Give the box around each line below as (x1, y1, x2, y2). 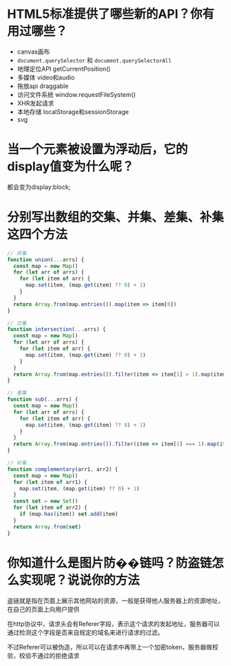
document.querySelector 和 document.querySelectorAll (16, 56, 172, 64)
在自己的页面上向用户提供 (7, 605, 80, 613)
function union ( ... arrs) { (7, 256, 85, 263)
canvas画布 (16, 47, 50, 56)
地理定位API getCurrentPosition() (16, 65, 111, 73)
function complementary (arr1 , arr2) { (7, 465, 118, 473)
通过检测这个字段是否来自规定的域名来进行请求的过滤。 (7, 628, 164, 636)
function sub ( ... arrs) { (7, 396, 78, 403)
